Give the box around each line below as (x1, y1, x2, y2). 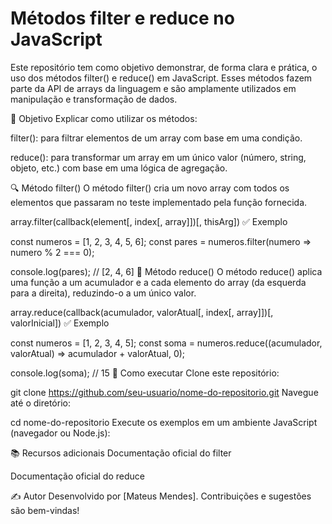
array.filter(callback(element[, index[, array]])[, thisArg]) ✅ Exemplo (10, 215, 288, 227)
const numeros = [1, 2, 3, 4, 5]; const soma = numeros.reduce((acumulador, (10, 337, 323, 349)
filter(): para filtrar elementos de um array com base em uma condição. (10, 132, 303, 144)
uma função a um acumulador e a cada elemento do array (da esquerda (10, 276, 307, 288)
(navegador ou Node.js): (10, 427, 111, 439)
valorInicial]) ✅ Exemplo (10, 317, 110, 329)
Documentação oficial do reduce (10, 470, 145, 482)
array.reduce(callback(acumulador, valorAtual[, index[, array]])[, (10, 306, 274, 318)
